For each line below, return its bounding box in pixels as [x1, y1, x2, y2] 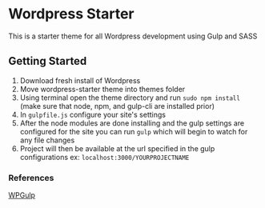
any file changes [19, 135, 75, 145]
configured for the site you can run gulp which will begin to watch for [19, 126, 248, 136]
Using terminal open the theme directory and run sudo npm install [19, 93, 240, 102]
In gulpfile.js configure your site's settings [19, 110, 167, 119]
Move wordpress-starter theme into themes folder [19, 84, 186, 94]
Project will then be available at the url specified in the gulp [19, 143, 215, 153]
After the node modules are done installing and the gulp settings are [19, 118, 245, 128]
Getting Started [8, 54, 87, 68]
